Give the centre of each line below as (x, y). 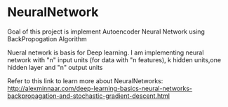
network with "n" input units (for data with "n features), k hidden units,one (114, 59)
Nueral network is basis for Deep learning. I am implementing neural (106, 52)
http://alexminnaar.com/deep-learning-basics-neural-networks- (100, 88)
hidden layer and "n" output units (55, 67)
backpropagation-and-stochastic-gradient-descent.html (89, 96)
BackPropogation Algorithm (47, 38)
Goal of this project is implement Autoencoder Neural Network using (106, 31)
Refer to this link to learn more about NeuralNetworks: (85, 80)
